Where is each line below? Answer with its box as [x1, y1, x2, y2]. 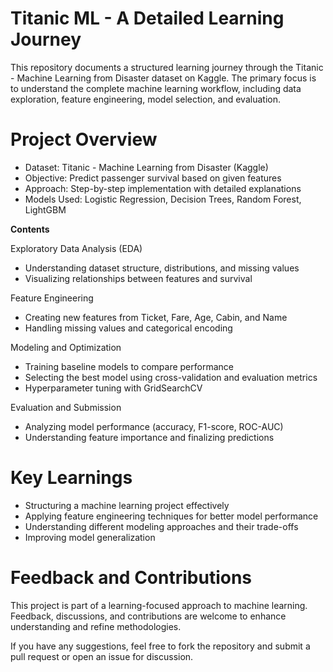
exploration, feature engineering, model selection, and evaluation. [10, 93, 281, 105]
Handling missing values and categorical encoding [24, 322, 233, 334]
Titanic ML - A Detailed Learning [10, 7, 285, 30]
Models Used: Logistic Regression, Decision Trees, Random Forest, [24, 193, 302, 205]
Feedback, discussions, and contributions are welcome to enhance [10, 610, 287, 622]
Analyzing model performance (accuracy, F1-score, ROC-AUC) [24, 420, 284, 432]
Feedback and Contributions [10, 567, 253, 589]
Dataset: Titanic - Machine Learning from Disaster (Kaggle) [24, 161, 269, 173]
